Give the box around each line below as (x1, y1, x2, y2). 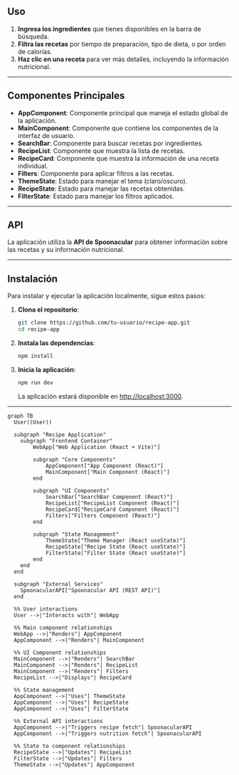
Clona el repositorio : (17, 305, 80, 314)
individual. (17, 162, 48, 170)
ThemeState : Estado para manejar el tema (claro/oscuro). (17, 176, 188, 185)
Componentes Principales (7, 90, 125, 102)
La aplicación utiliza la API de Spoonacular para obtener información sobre (7, 238, 228, 246)
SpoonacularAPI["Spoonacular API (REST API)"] (20, 586, 161, 594)
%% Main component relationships (14, 624, 113, 631)
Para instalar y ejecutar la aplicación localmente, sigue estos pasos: (7, 292, 206, 300)
